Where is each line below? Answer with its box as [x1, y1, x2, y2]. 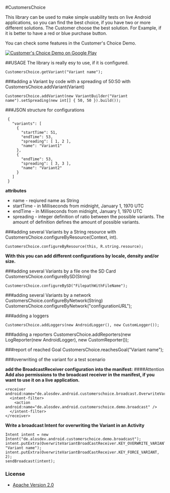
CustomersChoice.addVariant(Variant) [5, 84, 85, 90]
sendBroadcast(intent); [5, 459, 56, 464]
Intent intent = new [5, 432, 49, 437]
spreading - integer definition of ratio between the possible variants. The [12, 214, 164, 219]
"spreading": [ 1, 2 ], [21, 139, 71, 144]
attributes [5, 187, 27, 194]
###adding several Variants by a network [5, 292, 91, 298]
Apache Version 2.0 [12, 482, 54, 488]
